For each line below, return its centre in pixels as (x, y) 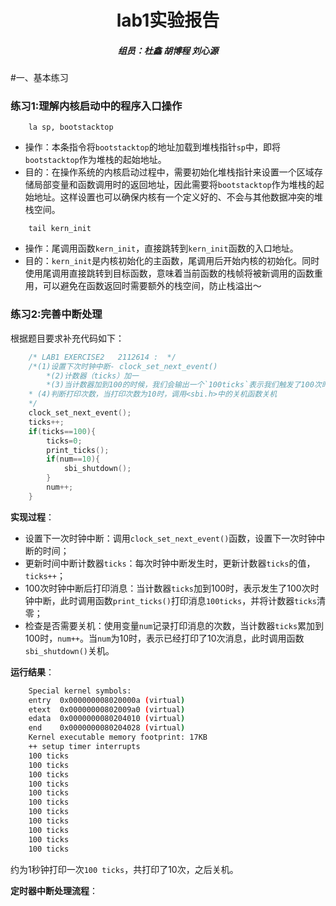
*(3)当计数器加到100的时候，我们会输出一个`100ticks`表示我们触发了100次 (184, 385)
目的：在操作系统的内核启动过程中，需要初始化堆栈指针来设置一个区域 (169, 172)
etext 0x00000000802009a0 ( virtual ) (107, 709)
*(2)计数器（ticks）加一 (92, 376)
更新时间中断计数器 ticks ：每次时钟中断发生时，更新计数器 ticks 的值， (170, 563)
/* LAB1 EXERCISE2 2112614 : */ (102, 357)
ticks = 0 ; (64, 441)
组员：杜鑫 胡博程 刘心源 (168, 50)
